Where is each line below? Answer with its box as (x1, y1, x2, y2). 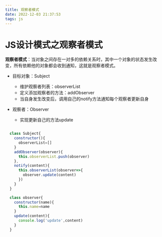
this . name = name (18, 204, 50, 209)
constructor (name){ (14, 199, 54, 205)
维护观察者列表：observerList (19, 83, 81, 89)
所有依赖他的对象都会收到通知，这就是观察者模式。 (13, 63, 118, 69)
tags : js (5, 16, 23, 21)
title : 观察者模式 (5, 7, 40, 12)
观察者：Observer (12, 107, 50, 113)
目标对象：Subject (12, 73, 50, 79)
